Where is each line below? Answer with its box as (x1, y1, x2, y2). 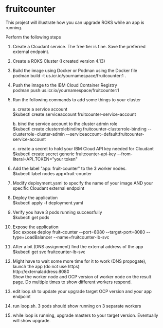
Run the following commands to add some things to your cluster (12, 96, 141, 103)
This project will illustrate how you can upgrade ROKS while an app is (5, 19, 145, 25)
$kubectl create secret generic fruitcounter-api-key (12, 151, 116, 157)
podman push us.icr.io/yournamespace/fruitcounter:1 (12, 87, 120, 93)
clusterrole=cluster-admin (12, 131, 65, 137)
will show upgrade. (12, 317, 51, 323)
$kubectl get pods (12, 214, 50, 220)
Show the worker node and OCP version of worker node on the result (12, 273, 151, 279)
